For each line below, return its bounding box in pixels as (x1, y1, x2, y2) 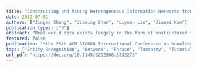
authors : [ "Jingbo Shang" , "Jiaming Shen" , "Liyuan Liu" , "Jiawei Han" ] (6, 19, 188, 25)
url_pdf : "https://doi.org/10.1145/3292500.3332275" (6, 52, 138, 58)
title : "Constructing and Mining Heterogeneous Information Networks (6, 8, 180, 15)
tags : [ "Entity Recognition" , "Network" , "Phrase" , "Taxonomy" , (6, 47, 167, 52)
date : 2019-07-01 (6, 14, 49, 20)
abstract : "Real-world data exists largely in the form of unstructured (6, 30, 188, 36)
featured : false (6, 36, 46, 41)
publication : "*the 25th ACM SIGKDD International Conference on (6, 41, 169, 47)
